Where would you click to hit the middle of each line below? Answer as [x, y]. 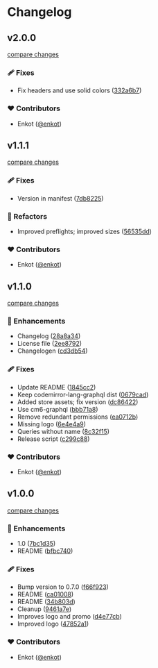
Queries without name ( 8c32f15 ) [63, 431]
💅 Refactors [27, 216]
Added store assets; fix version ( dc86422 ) [78, 402]
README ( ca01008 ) [45, 594]
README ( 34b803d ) [46, 602]
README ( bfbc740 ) [45, 551]
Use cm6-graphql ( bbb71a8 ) [58, 409]
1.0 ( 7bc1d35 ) [36, 544]
